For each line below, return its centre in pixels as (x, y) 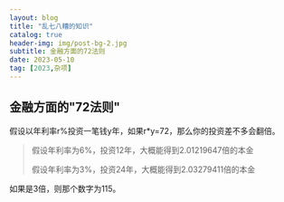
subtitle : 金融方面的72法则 (57, 52)
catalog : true (36, 34)
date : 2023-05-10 (42, 60)
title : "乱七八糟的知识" (51, 26)
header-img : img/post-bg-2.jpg (68, 43)
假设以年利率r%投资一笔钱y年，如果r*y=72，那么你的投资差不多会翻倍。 (145, 130)
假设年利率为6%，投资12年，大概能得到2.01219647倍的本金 (142, 149)
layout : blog (34, 18)
